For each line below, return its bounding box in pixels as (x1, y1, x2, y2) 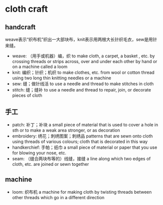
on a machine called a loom (12, 64, 68, 69)
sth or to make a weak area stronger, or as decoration (12, 127, 121, 133)
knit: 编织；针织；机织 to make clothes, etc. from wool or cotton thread (12, 69, 155, 75)
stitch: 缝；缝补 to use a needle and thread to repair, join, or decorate (12, 87, 151, 92)
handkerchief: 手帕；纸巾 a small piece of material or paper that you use (12, 144, 158, 150)
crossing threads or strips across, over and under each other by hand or (12, 59, 158, 64)
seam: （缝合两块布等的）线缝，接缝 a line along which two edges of (12, 156, 151, 161)
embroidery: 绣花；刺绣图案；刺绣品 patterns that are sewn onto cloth (12, 133, 153, 139)
